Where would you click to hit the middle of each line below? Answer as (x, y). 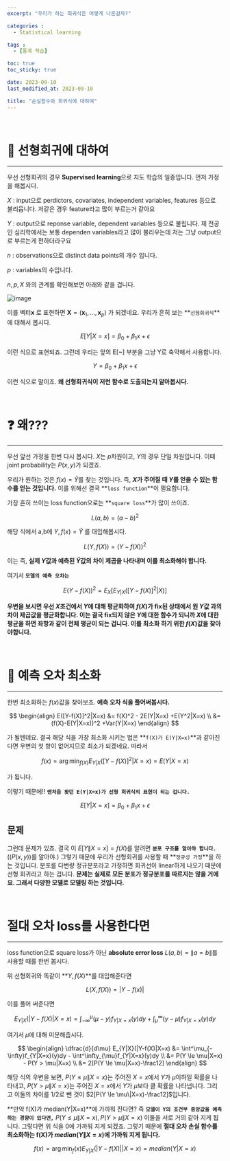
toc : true (21, 64)
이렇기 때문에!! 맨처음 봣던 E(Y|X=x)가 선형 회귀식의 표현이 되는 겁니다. (99, 791)
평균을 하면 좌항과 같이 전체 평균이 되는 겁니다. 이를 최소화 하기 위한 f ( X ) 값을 (108, 623)
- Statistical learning (47, 32)
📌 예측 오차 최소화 (54, 675)
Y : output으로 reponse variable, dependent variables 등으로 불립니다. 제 (107, 223)
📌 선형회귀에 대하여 (58, 150)
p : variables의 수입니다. (40, 270)
